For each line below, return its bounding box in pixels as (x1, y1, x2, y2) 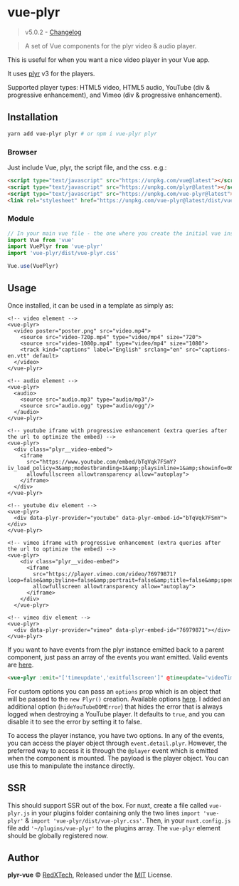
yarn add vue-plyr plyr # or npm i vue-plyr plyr (7, 130, 158, 137)
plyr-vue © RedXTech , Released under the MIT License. (7, 870, 173, 880)
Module (7, 214, 34, 224)
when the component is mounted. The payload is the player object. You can (7, 754, 229, 762)
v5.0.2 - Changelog (24, 28, 82, 36)
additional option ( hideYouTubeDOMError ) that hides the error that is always (7, 702, 223, 711)
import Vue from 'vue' (7, 236, 75, 244)
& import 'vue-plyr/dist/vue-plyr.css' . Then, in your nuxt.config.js (24, 816, 231, 825)
